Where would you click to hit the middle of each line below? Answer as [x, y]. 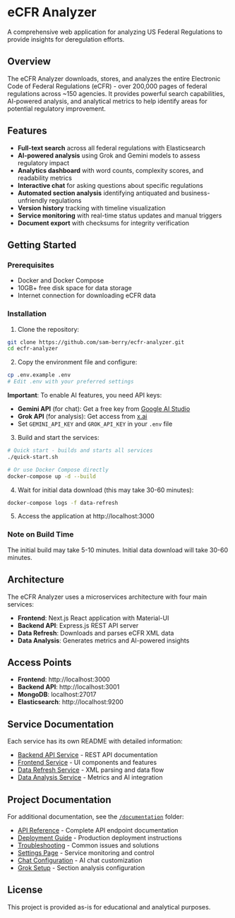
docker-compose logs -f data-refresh [63, 503]
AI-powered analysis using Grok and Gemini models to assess [109, 155]
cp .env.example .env [39, 375]
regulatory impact [43, 162]
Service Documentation [61, 724]
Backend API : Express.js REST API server [78, 625]
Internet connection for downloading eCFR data [87, 296]
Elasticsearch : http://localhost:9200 [70, 702]
